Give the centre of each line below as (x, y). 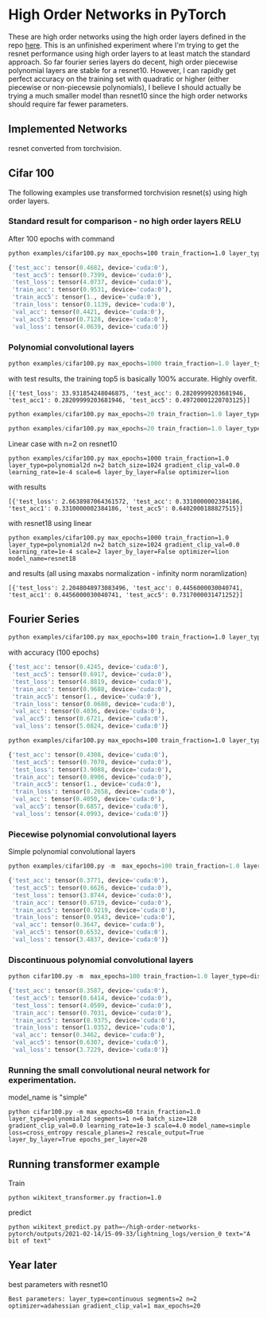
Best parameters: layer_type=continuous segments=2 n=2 (103, 1299)
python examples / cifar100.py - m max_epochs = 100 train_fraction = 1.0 (124, 866)
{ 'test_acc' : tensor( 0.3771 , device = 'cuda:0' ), (89, 881)
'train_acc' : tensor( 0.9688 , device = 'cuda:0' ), (92, 689)
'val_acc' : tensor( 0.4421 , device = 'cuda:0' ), (88, 311)
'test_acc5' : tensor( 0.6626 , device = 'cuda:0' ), (92, 887)
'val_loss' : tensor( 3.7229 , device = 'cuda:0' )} (90, 1050)
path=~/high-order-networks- (153, 1227)
